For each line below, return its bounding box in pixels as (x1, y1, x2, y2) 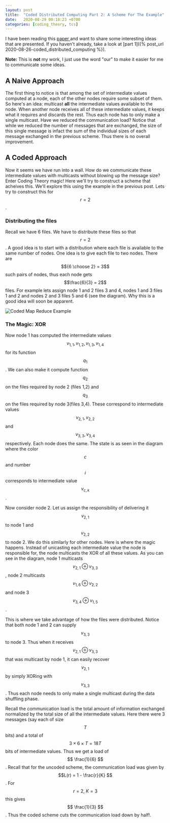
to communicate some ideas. (5, 62, 66, 68)
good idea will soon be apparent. (5, 298, 74, 305)
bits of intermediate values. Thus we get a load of (5, 748, 109, 754)
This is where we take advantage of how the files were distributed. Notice (5, 617, 159, 623)
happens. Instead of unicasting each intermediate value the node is (5, 544, 146, 551)
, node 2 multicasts (5, 572, 46, 579)
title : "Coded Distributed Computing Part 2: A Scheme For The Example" (5, 12, 165, 17)
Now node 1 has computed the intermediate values (5, 332, 112, 339)
